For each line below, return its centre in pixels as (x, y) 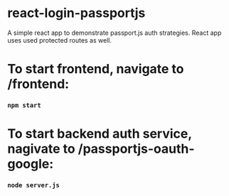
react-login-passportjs (76, 13)
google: (31, 164)
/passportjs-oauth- (136, 149)
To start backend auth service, (100, 134)
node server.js (34, 185)
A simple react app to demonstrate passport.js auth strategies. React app (114, 33)
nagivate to (42, 149)
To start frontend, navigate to (96, 69)
